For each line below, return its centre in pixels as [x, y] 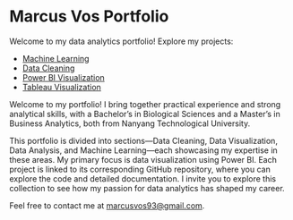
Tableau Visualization [61, 87]
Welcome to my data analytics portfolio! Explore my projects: [121, 41]
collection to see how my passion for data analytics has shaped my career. [147, 188]
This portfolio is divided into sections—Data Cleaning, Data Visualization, [143, 140]
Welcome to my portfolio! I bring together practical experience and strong [145, 104]
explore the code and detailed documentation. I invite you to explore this [142, 178]
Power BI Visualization [63, 77]
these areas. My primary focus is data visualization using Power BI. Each [143, 159]
